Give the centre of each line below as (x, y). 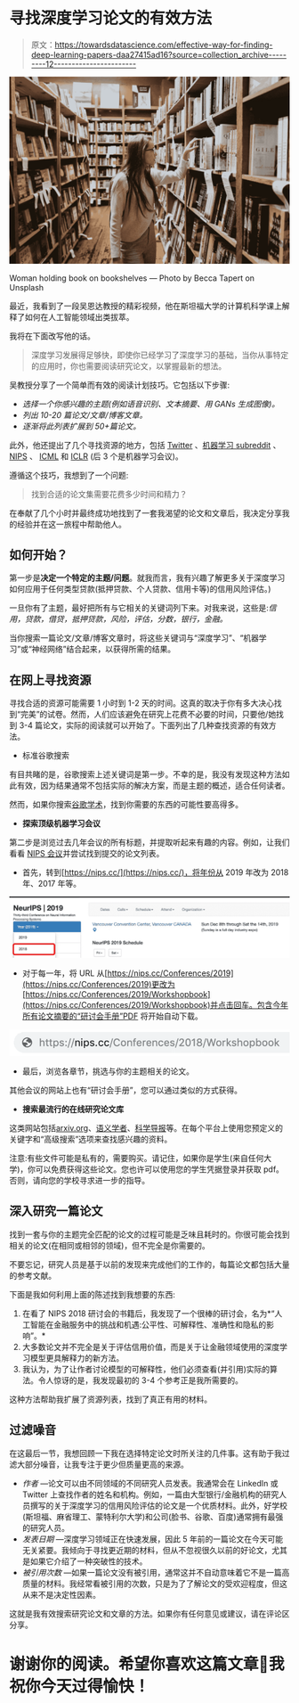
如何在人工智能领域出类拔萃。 (79, 316)
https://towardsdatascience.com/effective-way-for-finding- (164, 45)
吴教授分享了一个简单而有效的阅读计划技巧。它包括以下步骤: (120, 385)
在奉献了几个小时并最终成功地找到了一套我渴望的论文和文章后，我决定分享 (145, 512)
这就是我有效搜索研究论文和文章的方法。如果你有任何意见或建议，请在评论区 (149, 1613)
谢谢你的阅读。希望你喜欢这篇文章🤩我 (147, 1664)
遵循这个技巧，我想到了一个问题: (69, 475)
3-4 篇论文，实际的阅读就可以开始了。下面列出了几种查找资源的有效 (144, 725)
